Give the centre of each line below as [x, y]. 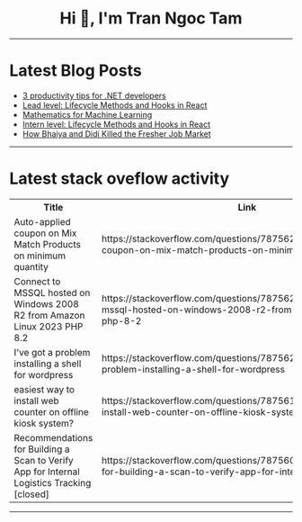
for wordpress [44, 374]
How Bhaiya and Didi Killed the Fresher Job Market [116, 133]
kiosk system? [44, 423]
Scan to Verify [44, 460]
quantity [31, 266]
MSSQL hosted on [52, 292]
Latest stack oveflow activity [120, 179]
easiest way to [44, 389]
